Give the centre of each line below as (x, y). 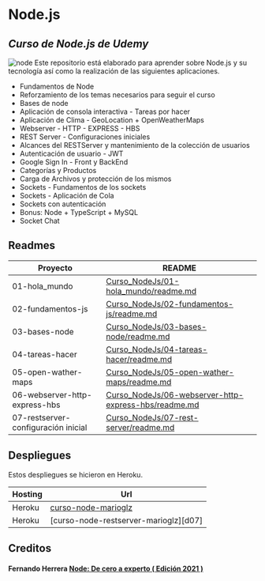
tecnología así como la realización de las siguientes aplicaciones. (114, 71)
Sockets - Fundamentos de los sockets (83, 187)
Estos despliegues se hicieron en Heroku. (76, 474)
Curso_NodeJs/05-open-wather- (170, 372)
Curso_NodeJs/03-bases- (157, 326)
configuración (38, 427)
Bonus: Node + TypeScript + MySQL (79, 212)
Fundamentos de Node (57, 86)
